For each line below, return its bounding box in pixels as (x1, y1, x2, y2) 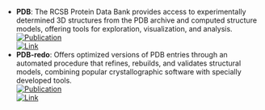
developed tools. (15, 76, 73, 85)
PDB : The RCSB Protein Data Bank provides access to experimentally (15, 7, 246, 16)
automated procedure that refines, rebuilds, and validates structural (15, 58, 242, 68)
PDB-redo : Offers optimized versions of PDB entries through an (15, 50, 228, 59)
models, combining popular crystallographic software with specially (15, 67, 242, 76)
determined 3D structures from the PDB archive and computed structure (15, 15, 257, 25)
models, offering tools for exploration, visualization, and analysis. (15, 24, 233, 33)
